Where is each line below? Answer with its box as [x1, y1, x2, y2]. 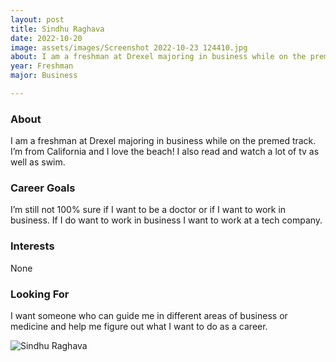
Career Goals [10, 181, 76, 195]
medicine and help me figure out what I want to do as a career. [10, 321, 268, 333]
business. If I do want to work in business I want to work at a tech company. [10, 214, 323, 226]
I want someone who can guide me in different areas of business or [10, 310, 288, 322]
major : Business [10, 71, 78, 81]
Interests [10, 239, 55, 253]
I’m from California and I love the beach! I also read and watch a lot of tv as [10, 146, 320, 158]
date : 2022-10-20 [10, 33, 83, 43]
